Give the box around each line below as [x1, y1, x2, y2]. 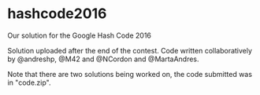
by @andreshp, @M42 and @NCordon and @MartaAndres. [7, 54, 199, 64]
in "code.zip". [7, 78, 51, 87]
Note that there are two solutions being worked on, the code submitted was [7, 69, 253, 79]
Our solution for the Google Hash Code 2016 [7, 31, 151, 40]
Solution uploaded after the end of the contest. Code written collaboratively [7, 46, 253, 55]
